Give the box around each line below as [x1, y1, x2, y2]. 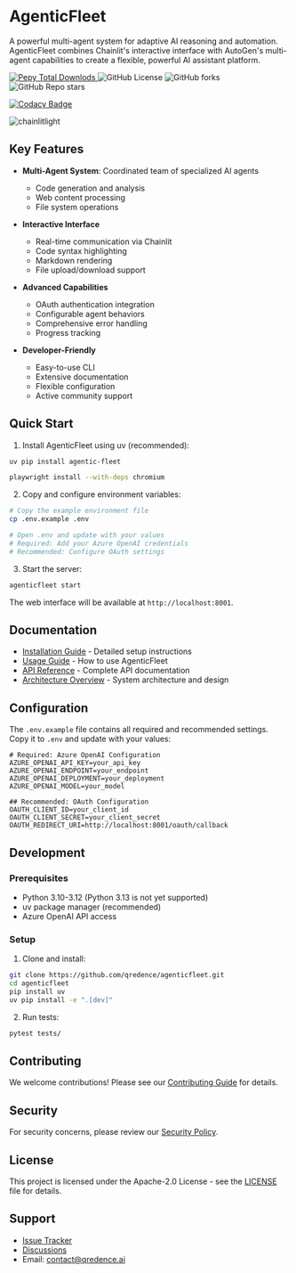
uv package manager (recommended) [21, 902, 162, 912]
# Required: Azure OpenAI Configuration [9, 751, 162, 760]
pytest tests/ [9, 1029, 62, 1038]
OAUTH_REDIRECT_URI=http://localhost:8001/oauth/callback [9, 821, 228, 830]
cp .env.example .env [9, 515, 90, 524]
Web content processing [35, 192, 126, 202]
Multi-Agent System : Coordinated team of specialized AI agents [21, 165, 260, 175]
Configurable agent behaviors [35, 308, 145, 319]
